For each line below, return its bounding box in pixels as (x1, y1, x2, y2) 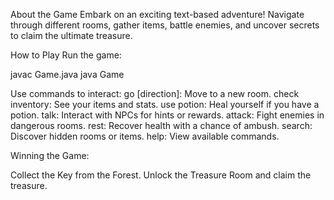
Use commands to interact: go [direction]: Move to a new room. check (10, 88, 300, 99)
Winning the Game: (10, 150, 90, 161)
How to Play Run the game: (10, 49, 122, 61)
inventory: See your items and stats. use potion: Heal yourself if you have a (10, 99, 320, 110)
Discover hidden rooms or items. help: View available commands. (10, 130, 280, 142)
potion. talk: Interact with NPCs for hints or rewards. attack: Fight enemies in (10, 109, 325, 121)
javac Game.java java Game (10, 69, 125, 80)
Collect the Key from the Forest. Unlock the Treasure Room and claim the (10, 169, 312, 181)
